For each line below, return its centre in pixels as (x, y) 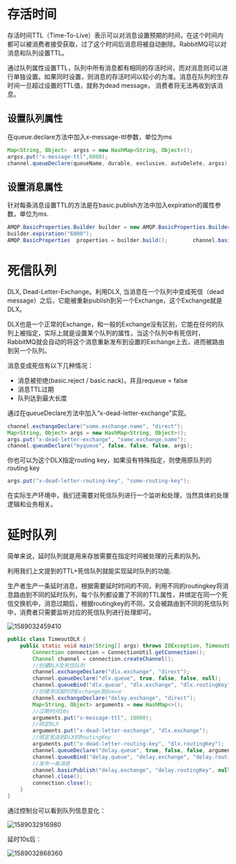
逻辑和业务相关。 (32, 504)
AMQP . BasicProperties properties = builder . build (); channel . (113, 240)
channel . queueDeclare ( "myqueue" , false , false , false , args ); (100, 446)
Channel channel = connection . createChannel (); (103, 659)
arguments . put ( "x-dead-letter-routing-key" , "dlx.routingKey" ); (129, 744)
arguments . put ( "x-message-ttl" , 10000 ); (92, 718)
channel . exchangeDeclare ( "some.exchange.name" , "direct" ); (96, 426)
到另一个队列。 (29, 350)
